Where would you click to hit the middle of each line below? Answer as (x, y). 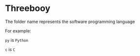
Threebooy (28, 8)
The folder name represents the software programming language (70, 22)
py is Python (17, 40)
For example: (18, 31)
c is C (10, 49)
